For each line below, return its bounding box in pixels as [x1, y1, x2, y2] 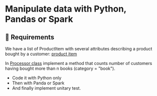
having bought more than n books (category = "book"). [5, 65, 116, 71]
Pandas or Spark [5, 14, 73, 25]
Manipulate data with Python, [5, 3, 126, 15]
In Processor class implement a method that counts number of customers [5, 61, 152, 66]
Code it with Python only [12, 75, 62, 80]
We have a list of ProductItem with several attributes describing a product [5, 46, 153, 51]
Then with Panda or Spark [12, 80, 65, 86]
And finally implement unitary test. [12, 85, 81, 91]
